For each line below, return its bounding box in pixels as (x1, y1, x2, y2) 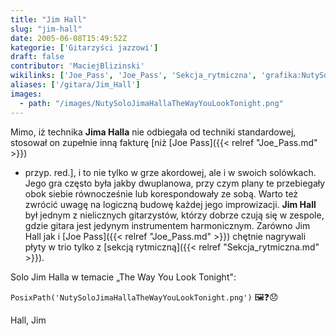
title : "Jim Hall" (10, 14, 87, 25)
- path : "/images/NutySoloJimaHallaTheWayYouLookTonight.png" (19, 98, 284, 108)
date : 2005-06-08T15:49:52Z (10, 33, 128, 43)
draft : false (10, 52, 65, 62)
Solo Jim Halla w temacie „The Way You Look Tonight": (10, 271, 237, 283)
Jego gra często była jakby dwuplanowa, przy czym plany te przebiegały (24, 177, 326, 189)
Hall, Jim (10, 314, 47, 326)
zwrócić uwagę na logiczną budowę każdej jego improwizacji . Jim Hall (24, 198, 317, 210)
